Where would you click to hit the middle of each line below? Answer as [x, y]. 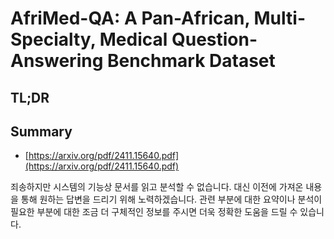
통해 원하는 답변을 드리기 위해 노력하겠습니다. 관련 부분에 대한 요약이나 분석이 [171, 199]
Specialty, [53, 39]
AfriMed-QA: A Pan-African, [130, 18]
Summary [41, 131]
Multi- [279, 18]
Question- [214, 39]
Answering [57, 61]
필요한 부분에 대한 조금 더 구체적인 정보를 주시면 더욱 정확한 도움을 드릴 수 [154, 212]
